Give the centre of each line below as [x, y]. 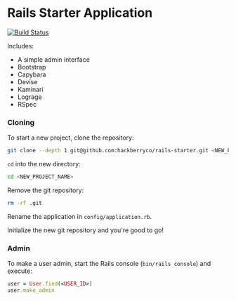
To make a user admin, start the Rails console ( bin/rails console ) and [109, 264]
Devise [27, 81]
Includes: [20, 46]
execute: [20, 271]
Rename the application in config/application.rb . [80, 216]
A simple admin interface [53, 59]
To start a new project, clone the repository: [71, 138]
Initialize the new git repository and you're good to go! [85, 230]
